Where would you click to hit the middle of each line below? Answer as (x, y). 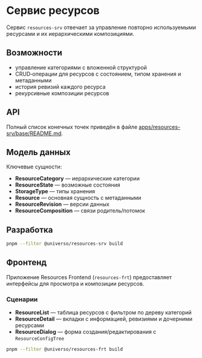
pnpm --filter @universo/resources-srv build (64, 244)
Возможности (34, 53)
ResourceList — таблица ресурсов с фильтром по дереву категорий (103, 313)
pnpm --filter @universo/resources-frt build (64, 350)
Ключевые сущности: (34, 167)
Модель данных (38, 152)
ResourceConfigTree (40, 339)
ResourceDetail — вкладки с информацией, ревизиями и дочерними (104, 319)
